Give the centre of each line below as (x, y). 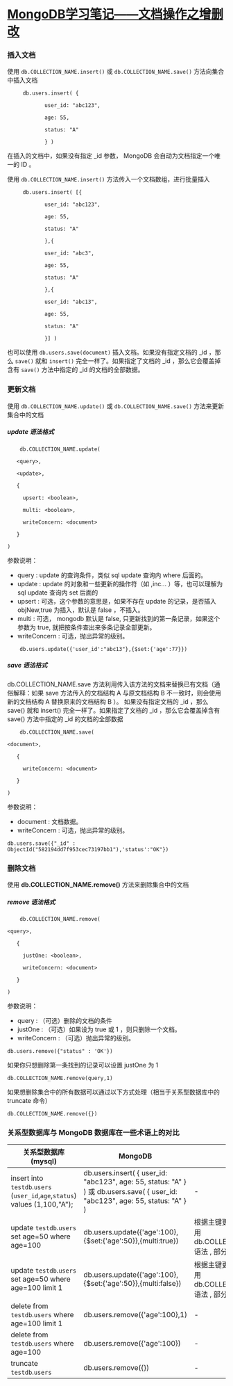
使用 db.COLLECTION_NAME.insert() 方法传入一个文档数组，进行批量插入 (109, 179)
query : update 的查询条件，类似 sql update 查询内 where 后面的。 (112, 575)
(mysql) (44, 1161)
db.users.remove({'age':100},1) (135, 1315)
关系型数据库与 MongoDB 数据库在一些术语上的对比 (94, 1132)
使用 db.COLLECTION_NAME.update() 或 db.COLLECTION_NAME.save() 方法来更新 (116, 406)
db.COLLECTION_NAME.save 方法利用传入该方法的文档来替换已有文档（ (111, 684)
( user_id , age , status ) (44, 1195)
